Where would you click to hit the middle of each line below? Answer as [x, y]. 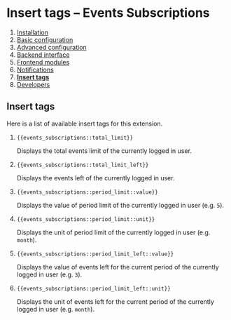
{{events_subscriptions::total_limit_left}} [83, 165]
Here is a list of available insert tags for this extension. [85, 124]
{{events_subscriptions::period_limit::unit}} [86, 219]
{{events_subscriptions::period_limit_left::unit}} [93, 288]
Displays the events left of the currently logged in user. [96, 178]
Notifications [35, 69]
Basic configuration [45, 39]
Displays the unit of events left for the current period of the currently [115, 301]
